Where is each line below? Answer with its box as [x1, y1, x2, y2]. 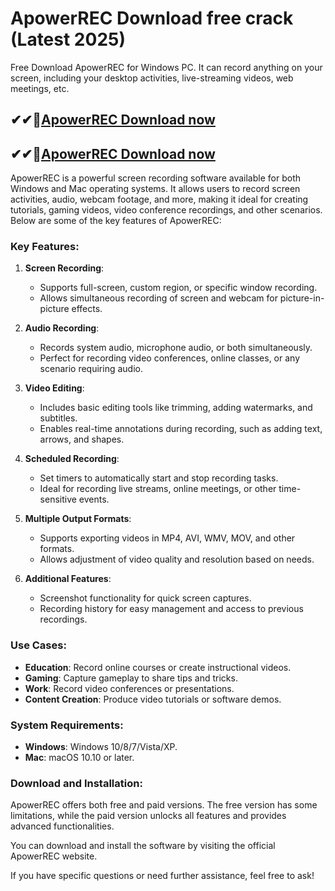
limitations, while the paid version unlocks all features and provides [10, 810, 287, 822]
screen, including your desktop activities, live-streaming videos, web [10, 72, 294, 84]
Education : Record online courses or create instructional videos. [24, 661, 292, 673]
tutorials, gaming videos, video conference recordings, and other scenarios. [10, 204, 323, 216]
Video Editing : [24, 382, 85, 394]
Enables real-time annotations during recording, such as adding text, [39, 423, 323, 435]
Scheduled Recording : [24, 453, 120, 465]
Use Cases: [10, 638, 67, 652]
